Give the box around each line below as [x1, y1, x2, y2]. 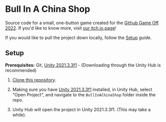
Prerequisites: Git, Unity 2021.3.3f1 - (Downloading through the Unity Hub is [5, 62, 161, 68]
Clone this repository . [12, 77, 56, 82]
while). [12, 112, 26, 118]
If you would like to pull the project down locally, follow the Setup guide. [5, 35, 152, 41]
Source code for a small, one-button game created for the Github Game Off [5, 20, 159, 26]
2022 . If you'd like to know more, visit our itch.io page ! [5, 25, 116, 31]
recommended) [5, 67, 37, 73]
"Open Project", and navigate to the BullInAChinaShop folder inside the [12, 91, 156, 97]
